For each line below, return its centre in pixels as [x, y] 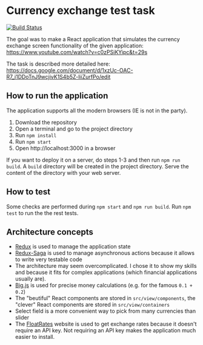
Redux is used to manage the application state [73, 247]
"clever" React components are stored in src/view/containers [92, 305]
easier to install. [35, 337]
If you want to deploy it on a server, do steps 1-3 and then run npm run [93, 160]
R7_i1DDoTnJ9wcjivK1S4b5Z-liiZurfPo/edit [58, 77]
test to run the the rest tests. [42, 213]
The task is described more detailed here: [58, 64]
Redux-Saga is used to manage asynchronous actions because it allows [105, 253]
